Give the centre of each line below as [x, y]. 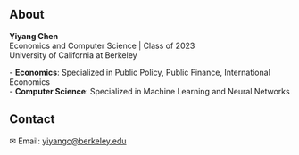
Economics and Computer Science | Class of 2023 [102, 45]
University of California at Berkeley [73, 55]
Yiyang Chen [34, 36]
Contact [32, 119]
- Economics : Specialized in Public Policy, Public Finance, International [140, 72]
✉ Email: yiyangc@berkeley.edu [68, 141]
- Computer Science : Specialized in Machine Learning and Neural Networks [149, 91]
